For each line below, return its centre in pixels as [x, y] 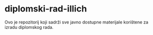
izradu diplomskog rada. [29, 27]
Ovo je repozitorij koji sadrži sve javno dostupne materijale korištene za [76, 22]
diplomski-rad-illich [46, 9]
